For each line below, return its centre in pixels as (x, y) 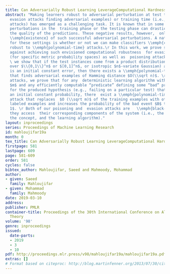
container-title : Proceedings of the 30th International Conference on (82, 212)
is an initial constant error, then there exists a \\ (69, 71)
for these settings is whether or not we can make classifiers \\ (81, 43)
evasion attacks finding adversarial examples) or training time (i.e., (88, 19)
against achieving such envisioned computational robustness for (81, 52)
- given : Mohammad (25, 189)
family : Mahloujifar (31, 184)
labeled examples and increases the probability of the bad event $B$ (86, 104)
